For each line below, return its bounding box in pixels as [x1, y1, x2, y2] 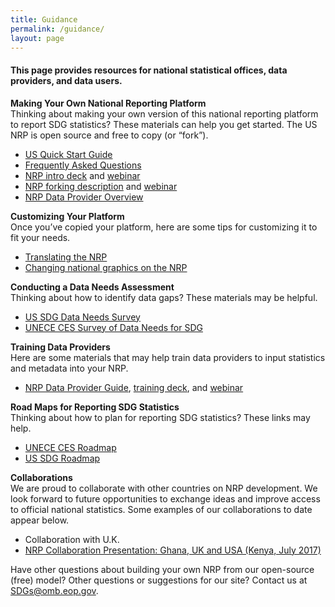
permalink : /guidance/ [10, 24, 105, 34]
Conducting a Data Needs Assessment [10, 281, 175, 293]
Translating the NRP [24, 251, 108, 263]
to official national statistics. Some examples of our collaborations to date [10, 503, 313, 515]
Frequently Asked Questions [24, 159, 142, 171]
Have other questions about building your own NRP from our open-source [10, 563, 315, 575]
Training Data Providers [10, 341, 111, 353]
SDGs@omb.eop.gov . [10, 584, 99, 596]
